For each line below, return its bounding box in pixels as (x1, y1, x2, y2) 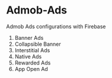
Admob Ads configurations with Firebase (6, 23, 106, 30)
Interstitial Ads (14, 46, 50, 53)
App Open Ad (14, 65, 49, 72)
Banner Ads (14, 34, 44, 41)
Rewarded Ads (14, 59, 51, 66)
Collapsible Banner (14, 40, 61, 48)
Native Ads (14, 53, 42, 60)
